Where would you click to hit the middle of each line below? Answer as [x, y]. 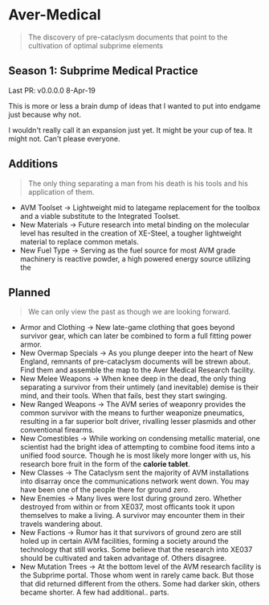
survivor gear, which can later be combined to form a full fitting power [136, 336]
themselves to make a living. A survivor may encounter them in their [132, 516]
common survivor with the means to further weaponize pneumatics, [132, 413]
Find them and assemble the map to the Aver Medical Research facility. [137, 370]
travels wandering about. [61, 524]
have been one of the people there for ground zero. [105, 490]
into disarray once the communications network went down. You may [134, 481]
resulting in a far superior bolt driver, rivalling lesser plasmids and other [138, 422]
